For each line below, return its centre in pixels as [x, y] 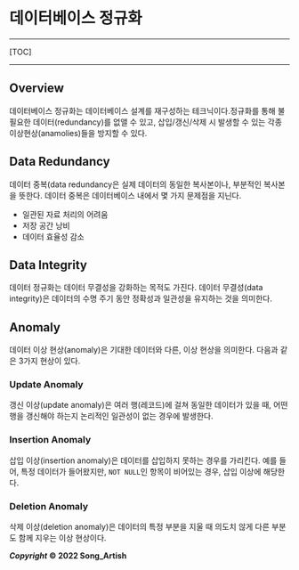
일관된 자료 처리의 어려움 [65, 214]
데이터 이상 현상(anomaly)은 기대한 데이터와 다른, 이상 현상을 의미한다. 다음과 [144, 350]
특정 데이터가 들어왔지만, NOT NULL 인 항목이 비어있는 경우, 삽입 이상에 [141, 471]
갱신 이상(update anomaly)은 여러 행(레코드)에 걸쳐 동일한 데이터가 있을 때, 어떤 [149, 405]
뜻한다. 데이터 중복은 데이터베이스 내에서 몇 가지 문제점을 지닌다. [130, 195]
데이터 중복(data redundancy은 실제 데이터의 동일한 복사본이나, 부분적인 [136, 184]
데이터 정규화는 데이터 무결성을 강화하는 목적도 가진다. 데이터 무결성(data [136, 288]
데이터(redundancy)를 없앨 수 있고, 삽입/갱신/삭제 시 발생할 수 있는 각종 [158, 122]
